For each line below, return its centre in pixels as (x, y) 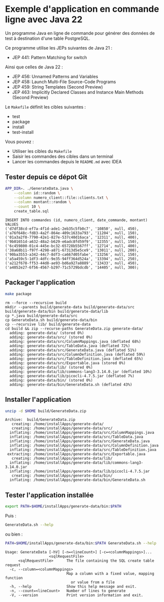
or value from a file (93, 582)
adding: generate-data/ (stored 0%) (47, 333)
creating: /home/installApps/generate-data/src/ (62, 428)
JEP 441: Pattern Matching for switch (49, 57)
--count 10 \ (27, 207)
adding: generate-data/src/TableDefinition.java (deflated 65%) (76, 359)
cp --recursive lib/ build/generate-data (48, 324)
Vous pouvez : (20, 142)
